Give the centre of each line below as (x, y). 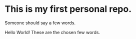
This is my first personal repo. (68, 9)
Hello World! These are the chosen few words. (52, 32)
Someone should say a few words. (40, 23)
